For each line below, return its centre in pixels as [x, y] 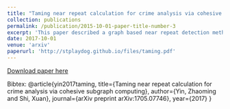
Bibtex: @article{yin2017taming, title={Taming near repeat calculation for [110, 84]
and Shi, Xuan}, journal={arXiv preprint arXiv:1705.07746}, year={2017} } [110, 98]
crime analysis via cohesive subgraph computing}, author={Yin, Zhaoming [112, 91]
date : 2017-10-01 [32, 39]
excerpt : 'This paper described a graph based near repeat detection [108, 32]
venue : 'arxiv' [29, 45]
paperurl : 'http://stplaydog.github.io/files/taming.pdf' [91, 52]
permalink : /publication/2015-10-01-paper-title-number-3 [91, 26]
